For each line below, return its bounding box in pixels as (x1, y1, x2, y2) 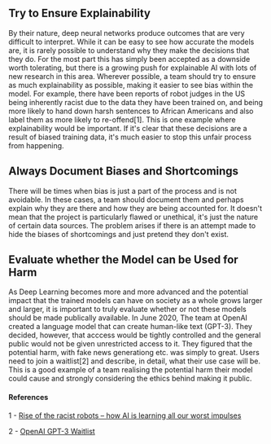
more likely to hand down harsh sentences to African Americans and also (8, 106, 254, 116)
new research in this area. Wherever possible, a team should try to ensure (8, 71, 256, 81)
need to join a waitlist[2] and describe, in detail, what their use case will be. (8, 356, 260, 366)
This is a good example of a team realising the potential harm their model (8, 365, 253, 375)
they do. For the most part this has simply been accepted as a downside (8, 54, 251, 64)
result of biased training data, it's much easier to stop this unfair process (8, 132, 252, 142)
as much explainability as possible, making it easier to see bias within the (8, 80, 254, 90)
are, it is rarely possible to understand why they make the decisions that (8, 45, 250, 55)
